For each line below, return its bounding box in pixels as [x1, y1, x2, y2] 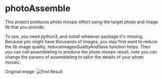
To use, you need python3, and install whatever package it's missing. [5, 33, 144, 39]
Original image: [5, 68, 36, 74]
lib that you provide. [5, 24, 45, 30]
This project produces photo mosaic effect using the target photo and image [5, 19, 158, 25]
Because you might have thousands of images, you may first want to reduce [5, 38, 158, 44]
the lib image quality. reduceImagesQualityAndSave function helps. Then [5, 44, 151, 49]
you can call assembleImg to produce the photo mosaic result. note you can [5, 49, 157, 55]
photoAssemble [5, 3, 71, 14]
